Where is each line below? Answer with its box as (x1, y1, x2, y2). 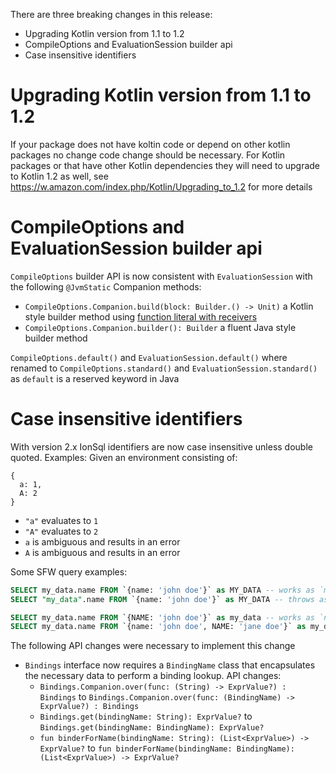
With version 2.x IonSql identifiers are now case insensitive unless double (10, 440, 313, 453)
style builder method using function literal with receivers (24, 310, 258, 323)
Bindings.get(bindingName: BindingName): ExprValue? (39, 723, 265, 733)
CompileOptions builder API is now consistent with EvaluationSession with (10, 270, 313, 282)
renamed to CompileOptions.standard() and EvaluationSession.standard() (10, 362, 318, 374)
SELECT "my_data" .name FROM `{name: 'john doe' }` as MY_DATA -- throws (10, 594, 315, 604)
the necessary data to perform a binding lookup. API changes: (24, 670, 282, 682)
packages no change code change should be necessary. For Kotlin (10, 149, 286, 161)
